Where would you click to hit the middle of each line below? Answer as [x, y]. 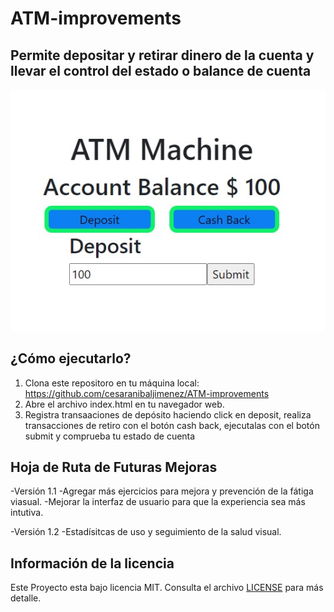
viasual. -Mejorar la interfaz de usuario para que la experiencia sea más [158, 502]
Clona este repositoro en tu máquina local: [112, 383]
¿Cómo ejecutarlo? [71, 358]
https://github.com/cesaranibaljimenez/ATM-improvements [147, 393]
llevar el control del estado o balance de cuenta [161, 70]
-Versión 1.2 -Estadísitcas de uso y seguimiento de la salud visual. [146, 532]
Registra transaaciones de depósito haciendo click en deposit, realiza [168, 414]
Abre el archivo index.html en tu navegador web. [124, 404]
